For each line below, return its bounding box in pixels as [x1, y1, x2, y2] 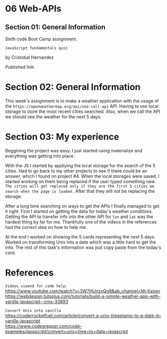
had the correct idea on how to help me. [5, 224, 87, 230]
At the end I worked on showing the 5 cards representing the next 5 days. [5, 233, 156, 239]
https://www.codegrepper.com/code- [5, 323, 82, 329]
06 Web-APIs [5, 3, 62, 14]
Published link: [5, 64, 35, 70]
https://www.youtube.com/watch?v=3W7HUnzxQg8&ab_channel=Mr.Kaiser [5, 288, 161, 294]
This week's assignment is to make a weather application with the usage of [5, 98, 159, 104]
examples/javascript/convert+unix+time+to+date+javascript [5, 328, 128, 334]
